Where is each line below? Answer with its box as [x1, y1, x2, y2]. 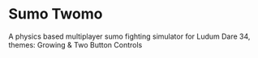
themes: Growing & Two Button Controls [8, 39, 143, 49]
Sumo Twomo [8, 5, 103, 23]
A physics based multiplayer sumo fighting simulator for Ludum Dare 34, [8, 31, 251, 41]
